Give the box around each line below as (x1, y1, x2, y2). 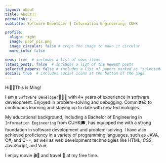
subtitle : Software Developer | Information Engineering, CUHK (5, 21, 138, 26)
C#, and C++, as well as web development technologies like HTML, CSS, (5, 137, 153, 143)
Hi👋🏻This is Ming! (5, 84, 41, 90)
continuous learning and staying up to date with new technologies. (5, 105, 141, 111)
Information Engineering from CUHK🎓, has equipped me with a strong (5, 120, 152, 126)
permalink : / (5, 16, 32, 21)
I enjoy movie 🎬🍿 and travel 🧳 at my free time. (5, 153, 99, 159)
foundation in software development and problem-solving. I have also (5, 127, 147, 133)
